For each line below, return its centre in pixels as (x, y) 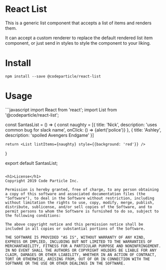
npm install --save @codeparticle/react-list (53, 76)
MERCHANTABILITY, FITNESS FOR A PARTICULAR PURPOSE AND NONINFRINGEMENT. (83, 246)
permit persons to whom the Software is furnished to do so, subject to (82, 211)
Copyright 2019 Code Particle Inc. (42, 181)
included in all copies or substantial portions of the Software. (75, 229)
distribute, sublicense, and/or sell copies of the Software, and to (79, 207)
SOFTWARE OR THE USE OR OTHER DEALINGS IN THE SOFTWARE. (65, 263)
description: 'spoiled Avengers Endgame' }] (50, 135)
